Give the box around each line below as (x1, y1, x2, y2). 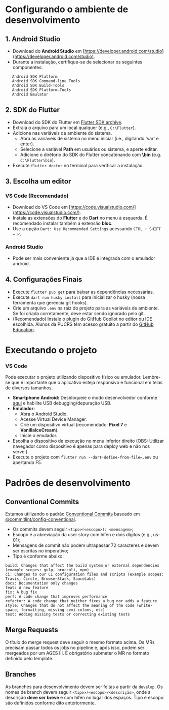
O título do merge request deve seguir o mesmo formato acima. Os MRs (5, 639, 155, 645)
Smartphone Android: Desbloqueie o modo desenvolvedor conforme (12, 395, 158, 401)
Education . (12, 326, 35, 332)
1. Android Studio (5, 35, 61, 43)
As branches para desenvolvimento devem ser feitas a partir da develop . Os (5, 684, 163, 690)
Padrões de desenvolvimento (5, 477, 131, 489)
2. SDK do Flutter (5, 106, 60, 114)
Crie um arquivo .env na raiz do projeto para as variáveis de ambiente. (12, 305, 159, 311)
